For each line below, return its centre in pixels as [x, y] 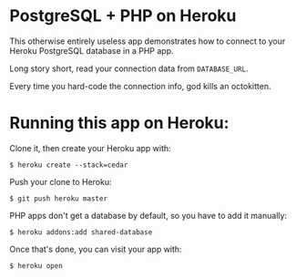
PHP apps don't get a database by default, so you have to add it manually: [148, 215]
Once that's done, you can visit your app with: [96, 249]
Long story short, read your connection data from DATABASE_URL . [129, 68]
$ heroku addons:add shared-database [81, 232]
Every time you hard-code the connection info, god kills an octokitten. [140, 86]
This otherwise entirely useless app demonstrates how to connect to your [148, 41]
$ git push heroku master [58, 198]
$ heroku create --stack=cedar [69, 165]
